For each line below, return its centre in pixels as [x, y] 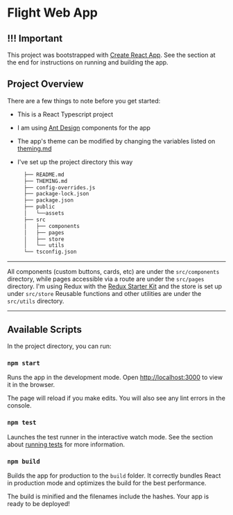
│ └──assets [44, 213]
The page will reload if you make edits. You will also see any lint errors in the [116, 398]
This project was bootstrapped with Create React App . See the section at [112, 55]
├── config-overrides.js [60, 187]
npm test [22, 423]
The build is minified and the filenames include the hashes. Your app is [108, 496]
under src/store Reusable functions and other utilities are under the [104, 294]
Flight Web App [53, 13]
